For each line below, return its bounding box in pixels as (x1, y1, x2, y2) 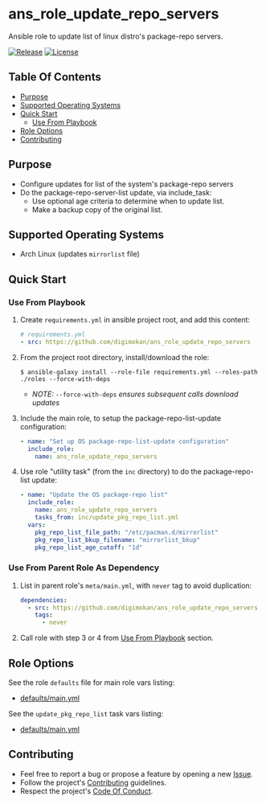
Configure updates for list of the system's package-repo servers (19, 178, 234, 189)
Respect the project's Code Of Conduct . (19, 786, 153, 796)
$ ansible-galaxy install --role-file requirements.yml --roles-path (19, 367, 259, 376)
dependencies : (19, 596, 68, 604)
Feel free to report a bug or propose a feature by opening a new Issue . (19, 769, 253, 778)
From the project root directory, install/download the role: (19, 352, 210, 362)
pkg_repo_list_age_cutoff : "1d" (35, 544, 143, 552)
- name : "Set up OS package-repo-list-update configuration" (19, 437, 230, 445)
